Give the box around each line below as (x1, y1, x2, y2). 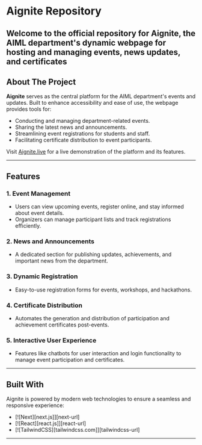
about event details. (14, 210, 64, 217)
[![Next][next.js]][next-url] (14, 414, 80, 421)
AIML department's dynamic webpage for (6, 37, 167, 48)
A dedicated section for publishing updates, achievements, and (14, 251, 172, 258)
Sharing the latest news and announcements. (14, 123, 127, 131)
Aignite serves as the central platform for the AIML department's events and (6, 93, 196, 100)
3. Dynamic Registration (6, 272, 78, 281)
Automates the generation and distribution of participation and (14, 314, 170, 322)
